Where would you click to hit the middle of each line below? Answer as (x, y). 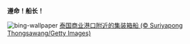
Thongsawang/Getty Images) (49, 33)
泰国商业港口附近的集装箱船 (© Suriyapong (121, 25)
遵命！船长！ (25, 11)
